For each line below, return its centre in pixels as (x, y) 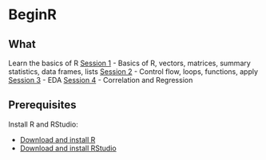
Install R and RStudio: (43, 124)
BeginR (33, 15)
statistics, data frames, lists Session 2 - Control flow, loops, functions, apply (133, 72)
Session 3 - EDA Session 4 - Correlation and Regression (101, 80)
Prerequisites (42, 105)
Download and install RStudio (68, 148)
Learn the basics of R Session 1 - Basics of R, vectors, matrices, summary (130, 63)
